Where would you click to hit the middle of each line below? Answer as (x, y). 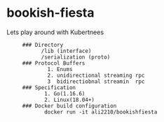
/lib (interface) (66, 51)
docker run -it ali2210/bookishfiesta (101, 112)
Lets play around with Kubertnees (55, 32)
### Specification (49, 87)
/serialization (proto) (76, 57)
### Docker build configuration (69, 106)
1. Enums (60, 69)
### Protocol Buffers (54, 63)
